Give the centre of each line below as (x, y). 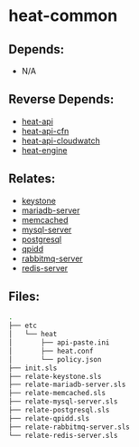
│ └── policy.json (55, 359)
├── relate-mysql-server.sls (63, 402)
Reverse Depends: (61, 99)
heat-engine (44, 150)
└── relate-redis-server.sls (63, 435)
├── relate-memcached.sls (57, 394)
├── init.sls (33, 368)
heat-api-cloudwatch (60, 141)
